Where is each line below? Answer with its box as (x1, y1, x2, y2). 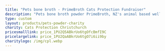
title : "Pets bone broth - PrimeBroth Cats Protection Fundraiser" (5, 7, 146, 12)
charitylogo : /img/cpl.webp (5, 39, 63, 44)
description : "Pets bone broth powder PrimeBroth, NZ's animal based (5, 12, 151, 17)
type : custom (5, 16, 32, 21)
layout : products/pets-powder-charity (5, 20, 84, 26)
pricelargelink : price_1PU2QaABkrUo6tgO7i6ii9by (5, 34, 107, 39)
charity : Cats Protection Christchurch (5, 25, 87, 30)
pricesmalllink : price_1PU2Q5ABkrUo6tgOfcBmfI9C (5, 30, 107, 34)
